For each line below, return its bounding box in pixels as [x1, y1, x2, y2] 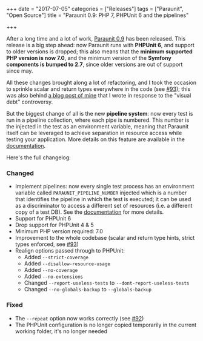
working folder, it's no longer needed [15, 327, 108, 335]
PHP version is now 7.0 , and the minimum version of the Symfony [6, 55, 171, 61]
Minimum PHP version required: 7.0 [15, 228, 103, 235]
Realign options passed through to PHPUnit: [15, 247, 125, 254]
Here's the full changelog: [6, 154, 71, 161]
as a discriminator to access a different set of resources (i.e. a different [15, 202, 193, 210]
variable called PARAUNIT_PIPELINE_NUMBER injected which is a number [15, 189, 187, 196]
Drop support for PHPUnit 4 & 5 [15, 221, 94, 229]
